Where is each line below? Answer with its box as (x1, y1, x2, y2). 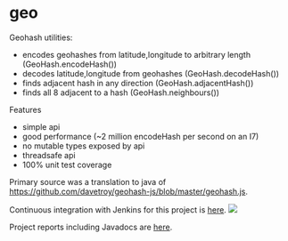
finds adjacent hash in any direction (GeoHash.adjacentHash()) (21, 77, 254, 88)
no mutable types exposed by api (21, 141, 145, 151)
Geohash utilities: (9, 32, 73, 43)
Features (9, 104, 42, 115)
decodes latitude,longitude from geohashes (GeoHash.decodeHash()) (21, 68, 279, 78)
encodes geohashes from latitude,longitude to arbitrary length (21, 49, 251, 60)
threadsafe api (21, 149, 76, 160)
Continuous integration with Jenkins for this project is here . (9, 204, 227, 215)
